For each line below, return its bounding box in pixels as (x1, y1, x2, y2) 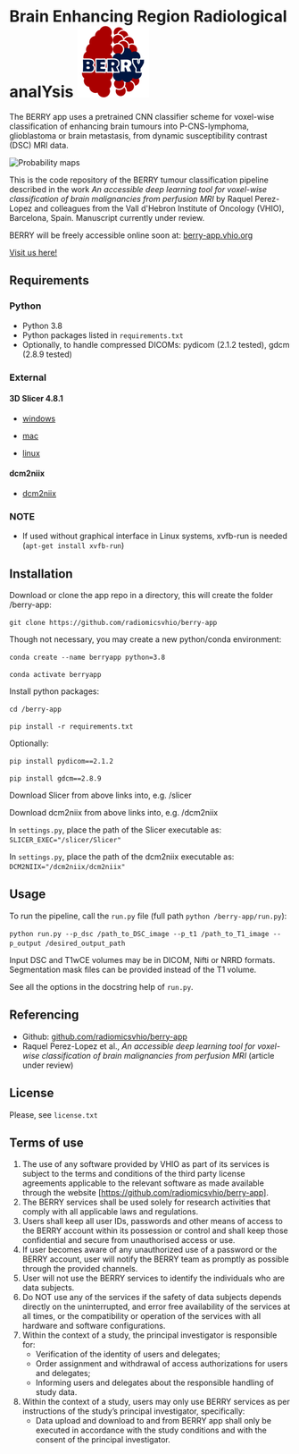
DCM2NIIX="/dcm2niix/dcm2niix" (9, 863, 126, 872)
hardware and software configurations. (21, 1321, 166, 1331)
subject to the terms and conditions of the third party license (21, 1169, 245, 1179)
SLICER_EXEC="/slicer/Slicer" (9, 836, 122, 845)
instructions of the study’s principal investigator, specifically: (21, 1406, 245, 1416)
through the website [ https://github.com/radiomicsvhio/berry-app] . (21, 1188, 270, 1198)
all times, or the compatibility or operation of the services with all (21, 1311, 262, 1322)
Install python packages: (9, 686, 100, 697)
